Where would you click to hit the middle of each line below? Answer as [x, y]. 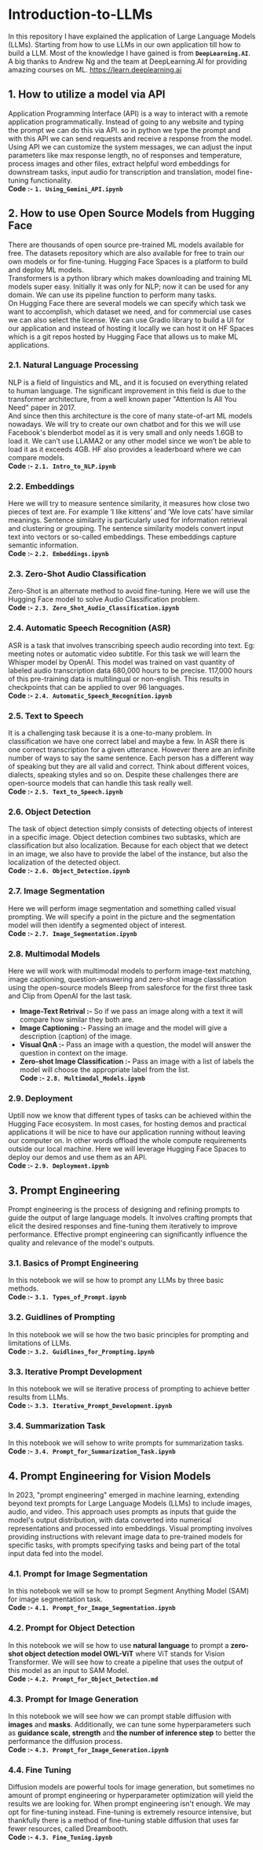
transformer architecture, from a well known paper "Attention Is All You [122, 399]
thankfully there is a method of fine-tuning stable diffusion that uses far [124, 1821]
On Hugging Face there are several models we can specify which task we [127, 303]
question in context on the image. [73, 1052]
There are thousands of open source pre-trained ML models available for [126, 245]
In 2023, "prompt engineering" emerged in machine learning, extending [124, 1495]
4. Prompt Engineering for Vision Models [110, 1476]
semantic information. [43, 545]
